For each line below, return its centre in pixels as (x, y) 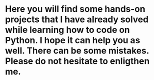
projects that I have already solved (77, 19)
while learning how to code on (67, 30)
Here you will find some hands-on (75, 9)
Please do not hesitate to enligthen (77, 61)
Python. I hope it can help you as (73, 40)
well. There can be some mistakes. (77, 51)
